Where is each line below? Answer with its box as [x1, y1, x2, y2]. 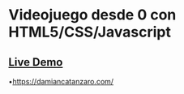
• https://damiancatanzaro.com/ [8, 77, 114, 86]
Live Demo [8, 55, 63, 69]
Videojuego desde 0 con [8, 6, 177, 24]
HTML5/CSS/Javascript [8, 23, 172, 41]
